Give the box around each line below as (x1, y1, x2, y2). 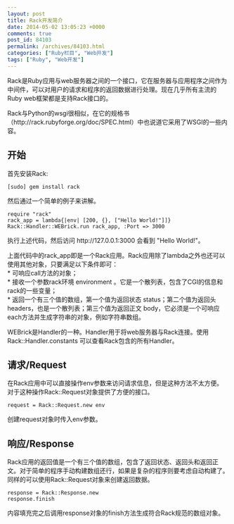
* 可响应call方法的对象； (7, 268, 78, 277)
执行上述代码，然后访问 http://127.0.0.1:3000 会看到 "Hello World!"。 (7, 236, 205, 244)
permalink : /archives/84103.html (7, 43, 105, 50)
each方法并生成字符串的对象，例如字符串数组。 (7, 313, 145, 321)
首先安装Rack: (7, 169, 48, 177)
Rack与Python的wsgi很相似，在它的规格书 (7, 108, 130, 117)
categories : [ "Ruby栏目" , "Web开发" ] (7, 50, 114, 57)
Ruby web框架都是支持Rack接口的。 (7, 94, 112, 102)
